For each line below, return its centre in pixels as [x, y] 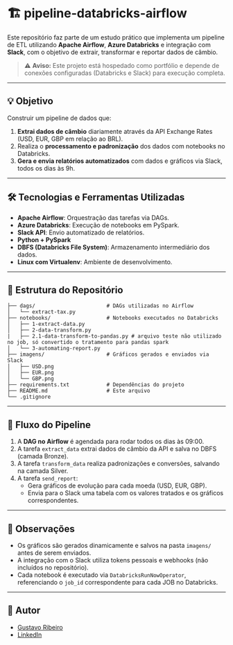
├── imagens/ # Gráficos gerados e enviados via [108, 354]
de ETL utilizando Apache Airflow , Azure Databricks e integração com [109, 44]
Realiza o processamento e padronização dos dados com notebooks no [121, 146]
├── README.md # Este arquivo [79, 391]
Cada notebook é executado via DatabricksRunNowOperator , [102, 575]
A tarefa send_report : [48, 479]
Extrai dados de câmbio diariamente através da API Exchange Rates [115, 131]
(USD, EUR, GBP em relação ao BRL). [70, 139]
